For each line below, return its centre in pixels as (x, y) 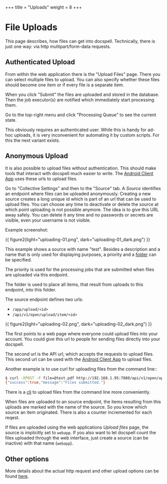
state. (11, 120)
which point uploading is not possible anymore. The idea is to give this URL (82, 210)
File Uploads (31, 27)
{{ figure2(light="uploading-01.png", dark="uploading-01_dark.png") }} (78, 240)
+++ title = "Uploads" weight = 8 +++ (43, 7)
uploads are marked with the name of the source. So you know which (76, 407)
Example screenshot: (27, 230)
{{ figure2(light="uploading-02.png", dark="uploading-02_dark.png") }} (79, 324)
